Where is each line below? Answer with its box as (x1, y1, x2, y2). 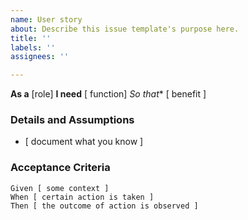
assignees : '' (10, 52, 70, 62)
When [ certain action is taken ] (10, 192, 155, 202)
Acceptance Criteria (10, 161, 111, 175)
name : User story (10, 14, 83, 25)
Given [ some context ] (10, 183, 110, 193)
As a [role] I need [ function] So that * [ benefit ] (10, 88, 207, 100)
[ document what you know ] (24, 136, 144, 148)
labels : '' (10, 42, 56, 53)
